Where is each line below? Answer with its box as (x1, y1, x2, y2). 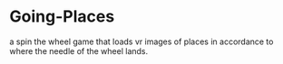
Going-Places (9, 6, 115, 27)
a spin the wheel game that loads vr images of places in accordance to (9, 36, 274, 47)
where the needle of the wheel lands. (9, 45, 149, 56)
